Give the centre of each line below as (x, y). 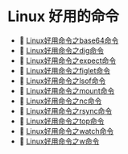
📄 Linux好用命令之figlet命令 (64, 70)
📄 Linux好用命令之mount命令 (67, 90)
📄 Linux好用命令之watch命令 (66, 131)
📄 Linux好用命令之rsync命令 (66, 110)
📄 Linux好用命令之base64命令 (69, 40)
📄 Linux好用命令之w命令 (59, 141)
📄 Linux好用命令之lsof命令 (62, 81)
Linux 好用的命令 (64, 17)
